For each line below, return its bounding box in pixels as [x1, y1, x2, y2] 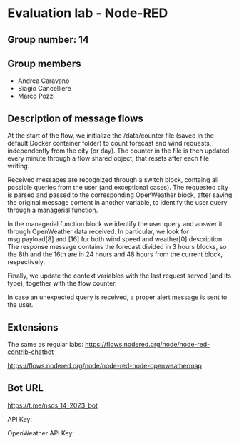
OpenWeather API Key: [7, 428, 75, 437]
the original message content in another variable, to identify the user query [7, 198, 228, 207]
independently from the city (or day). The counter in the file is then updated [7, 146, 230, 155]
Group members [7, 57, 81, 69]
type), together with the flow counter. [7, 279, 117, 288]
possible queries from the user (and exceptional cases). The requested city [7, 183, 229, 192]
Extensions [7, 321, 59, 333]
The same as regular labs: [7, 340, 83, 349]
